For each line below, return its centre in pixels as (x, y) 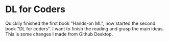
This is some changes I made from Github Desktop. (59, 34)
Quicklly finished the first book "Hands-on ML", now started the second (80, 23)
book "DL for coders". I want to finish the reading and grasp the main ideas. (85, 28)
